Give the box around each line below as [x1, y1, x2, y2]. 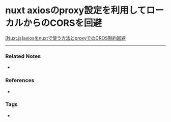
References [5, 77, 35, 84]
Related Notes [5, 53, 41, 60]
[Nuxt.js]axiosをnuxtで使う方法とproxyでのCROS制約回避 [5, 35, 126, 41]
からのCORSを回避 [23, 17, 102, 29]
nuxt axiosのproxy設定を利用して [5, 5, 147, 16]
